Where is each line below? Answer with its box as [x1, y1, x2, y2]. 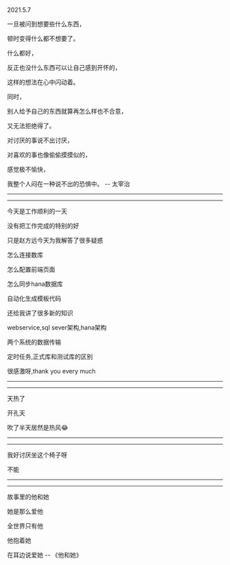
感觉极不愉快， [7, 166, 49, 173]
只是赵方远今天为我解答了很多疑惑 [7, 236, 103, 244]
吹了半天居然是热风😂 [7, 423, 68, 432]
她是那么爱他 [7, 508, 43, 515]
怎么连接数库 [7, 251, 43, 259]
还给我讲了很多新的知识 [7, 309, 73, 317]
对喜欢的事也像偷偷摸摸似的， [7, 150, 91, 159]
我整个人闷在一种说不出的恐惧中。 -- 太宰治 [7, 180, 130, 187]
